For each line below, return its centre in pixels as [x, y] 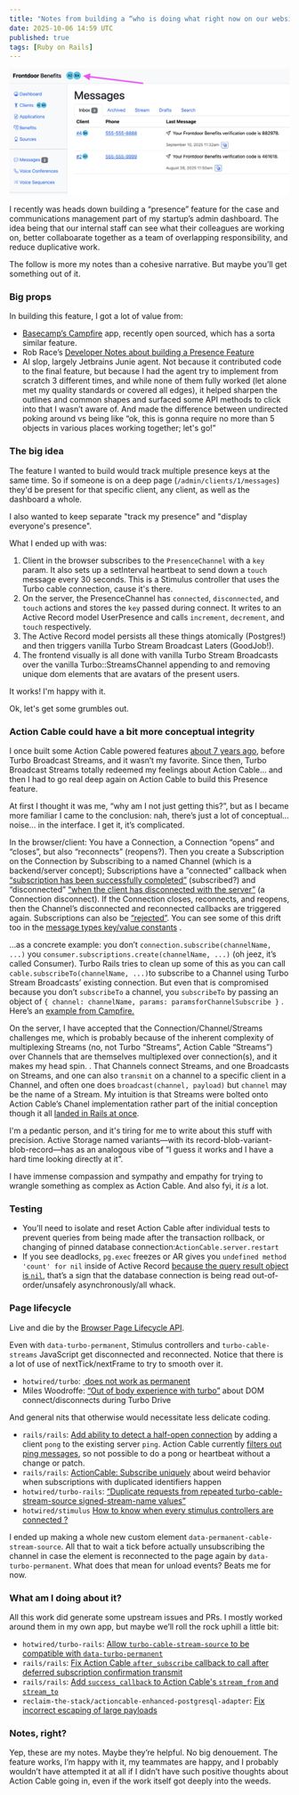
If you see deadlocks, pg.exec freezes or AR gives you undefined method [154, 1257]
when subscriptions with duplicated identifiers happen [122, 1481]
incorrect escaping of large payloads [89, 1709]
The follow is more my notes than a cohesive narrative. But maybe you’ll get [148, 265]
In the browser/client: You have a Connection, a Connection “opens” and [142, 843]
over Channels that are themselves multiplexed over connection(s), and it [143, 1057]
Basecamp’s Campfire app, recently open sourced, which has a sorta [149, 333]
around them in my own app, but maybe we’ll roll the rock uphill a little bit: [144, 1627]
